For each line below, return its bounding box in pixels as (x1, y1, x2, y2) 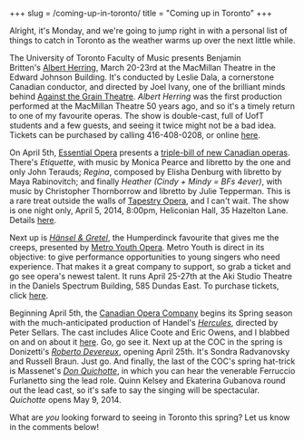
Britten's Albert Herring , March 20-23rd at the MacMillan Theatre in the (9, 63, 276, 73)
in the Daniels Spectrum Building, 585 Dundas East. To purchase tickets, (9, 280, 279, 291)
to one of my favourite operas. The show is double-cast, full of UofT (9, 111, 265, 121)
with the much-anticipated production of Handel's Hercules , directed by (9, 318, 279, 328)
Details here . (9, 215, 57, 225)
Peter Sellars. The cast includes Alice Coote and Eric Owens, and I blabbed (9, 327, 290, 337)
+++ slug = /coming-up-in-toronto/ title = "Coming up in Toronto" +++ (9, 8, 272, 18)
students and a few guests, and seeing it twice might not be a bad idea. (9, 120, 277, 131)
